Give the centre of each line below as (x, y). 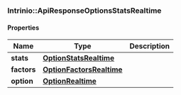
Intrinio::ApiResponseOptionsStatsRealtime (84, 11)
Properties (23, 28)
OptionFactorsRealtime (82, 69)
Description (150, 46)
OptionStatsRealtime (78, 58)
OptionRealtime (70, 82)
